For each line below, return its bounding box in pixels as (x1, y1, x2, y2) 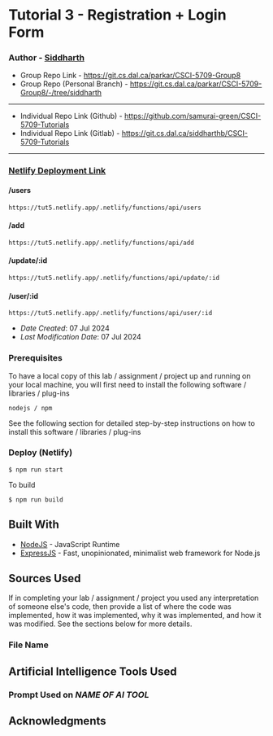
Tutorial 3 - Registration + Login (8, 6, 227, 24)
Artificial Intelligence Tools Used (8, 664, 177, 678)
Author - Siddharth (8, 52, 85, 64)
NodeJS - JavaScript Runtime (19, 539, 120, 549)
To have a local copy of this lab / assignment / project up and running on (8, 370, 251, 380)
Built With (8, 518, 59, 532)
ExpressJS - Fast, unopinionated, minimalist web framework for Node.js (19, 548, 261, 558)
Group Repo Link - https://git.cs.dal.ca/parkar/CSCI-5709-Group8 (19, 71, 241, 81)
